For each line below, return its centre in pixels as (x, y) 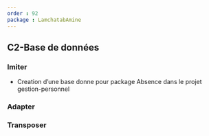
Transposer (27, 125)
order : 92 (23, 13)
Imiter (17, 67)
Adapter (21, 107)
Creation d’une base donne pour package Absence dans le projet (109, 82)
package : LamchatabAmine (44, 20)
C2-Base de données (53, 47)
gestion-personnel (43, 89)
